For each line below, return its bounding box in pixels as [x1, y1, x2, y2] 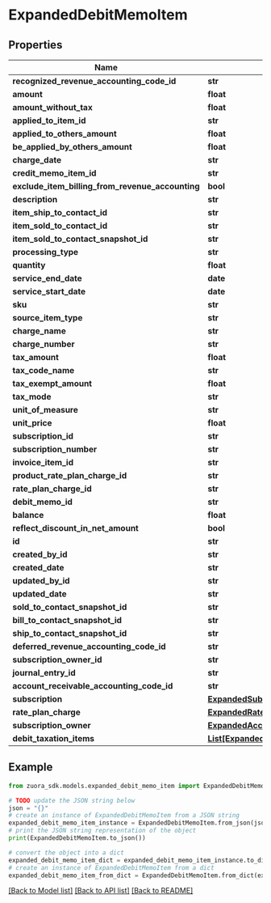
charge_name [12, 325, 66, 337]
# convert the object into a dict [8, 848, 125, 857]
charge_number [12, 338, 75, 350]
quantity [12, 260, 46, 270]
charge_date [12, 155, 62, 165]
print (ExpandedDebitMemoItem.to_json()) [8, 834, 147, 842]
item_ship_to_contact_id [12, 207, 107, 218]
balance [12, 510, 44, 520]
